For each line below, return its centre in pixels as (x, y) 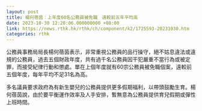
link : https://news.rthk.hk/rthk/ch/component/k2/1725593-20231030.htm (98, 28)
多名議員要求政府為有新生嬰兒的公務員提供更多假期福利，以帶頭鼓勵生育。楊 (101, 87)
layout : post (23, 12)
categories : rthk (28, 34)
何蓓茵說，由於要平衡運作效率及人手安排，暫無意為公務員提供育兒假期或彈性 (101, 95)
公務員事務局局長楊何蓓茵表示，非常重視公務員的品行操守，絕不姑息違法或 (98, 52)
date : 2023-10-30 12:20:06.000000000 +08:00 (63, 23)
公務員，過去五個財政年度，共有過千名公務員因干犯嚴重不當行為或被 (101, 59)
